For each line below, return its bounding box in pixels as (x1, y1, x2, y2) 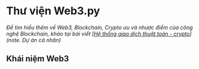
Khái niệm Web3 (6, 54, 69, 64)
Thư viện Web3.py (6, 4, 100, 18)
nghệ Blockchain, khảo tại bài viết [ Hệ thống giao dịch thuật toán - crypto (6, 30, 190, 37)
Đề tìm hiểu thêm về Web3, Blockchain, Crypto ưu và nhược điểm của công (6, 24, 194, 31)
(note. (6, 36, 21, 43)
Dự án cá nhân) (22, 36, 61, 43)
